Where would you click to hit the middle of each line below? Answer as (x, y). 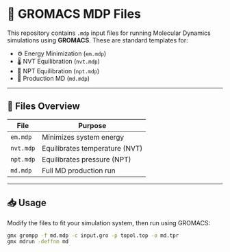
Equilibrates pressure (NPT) (87, 159)
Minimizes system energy (83, 137)
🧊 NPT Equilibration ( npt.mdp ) (58, 71)
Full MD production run (79, 171)
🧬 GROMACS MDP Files (74, 14)
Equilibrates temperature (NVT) (92, 148)
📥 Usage (27, 203)
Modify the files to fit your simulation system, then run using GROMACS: (109, 223)
